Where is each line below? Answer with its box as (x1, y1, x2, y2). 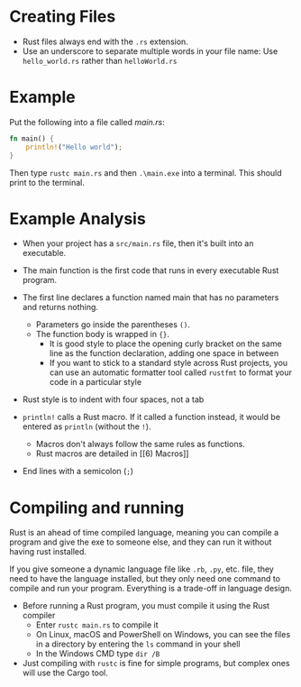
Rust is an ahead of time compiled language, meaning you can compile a (9, 527, 279, 538)
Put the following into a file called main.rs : (9, 116, 165, 127)
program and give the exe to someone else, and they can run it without (9, 536, 272, 547)
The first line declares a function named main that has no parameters (22, 292, 279, 303)
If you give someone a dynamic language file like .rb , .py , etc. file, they (9, 563, 275, 574)
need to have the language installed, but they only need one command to (9, 573, 281, 584)
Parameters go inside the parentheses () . (35, 319, 191, 330)
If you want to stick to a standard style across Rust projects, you (49, 358, 288, 369)
